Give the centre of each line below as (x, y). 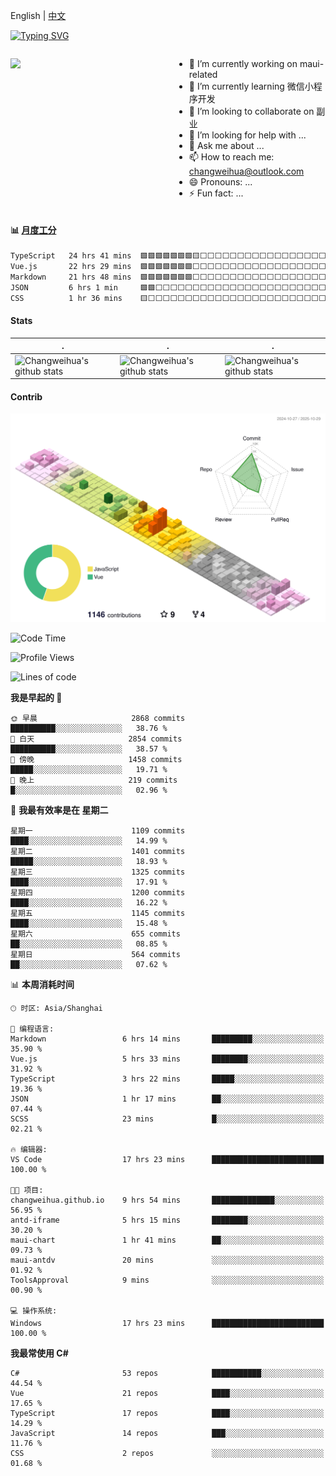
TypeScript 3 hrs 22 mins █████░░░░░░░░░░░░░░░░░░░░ (167, 1079)
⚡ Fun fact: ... (216, 193)
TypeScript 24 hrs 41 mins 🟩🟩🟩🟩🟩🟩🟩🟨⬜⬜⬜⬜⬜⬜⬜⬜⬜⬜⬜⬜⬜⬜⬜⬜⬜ (168, 256)
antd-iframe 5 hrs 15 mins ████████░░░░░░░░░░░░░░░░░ (167, 1220)
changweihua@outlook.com (246, 171)
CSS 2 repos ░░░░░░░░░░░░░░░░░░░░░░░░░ (167, 1454)
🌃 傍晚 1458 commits (96, 760)
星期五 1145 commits (98, 914)
